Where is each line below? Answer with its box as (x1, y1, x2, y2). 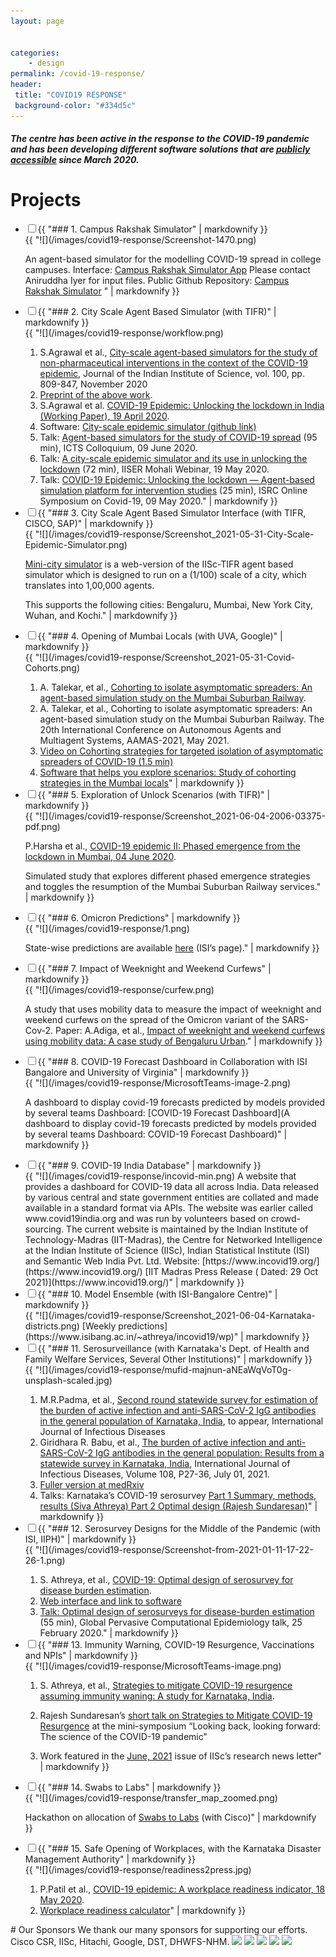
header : (10, 80, 43, 90)
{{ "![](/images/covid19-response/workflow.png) (24, 327, 224, 339)
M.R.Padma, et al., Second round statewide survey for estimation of (39, 1394, 318, 1406)
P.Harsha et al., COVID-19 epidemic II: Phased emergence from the (24, 840, 301, 852)
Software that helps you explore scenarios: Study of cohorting (39, 766, 297, 779)
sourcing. (24, 1223, 65, 1235)
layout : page (10, 16, 65, 26)
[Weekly (81, 1320, 117, 1332)
